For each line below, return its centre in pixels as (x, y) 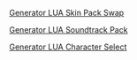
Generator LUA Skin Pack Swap (67, 13)
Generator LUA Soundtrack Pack (68, 30)
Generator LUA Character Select (68, 47)
